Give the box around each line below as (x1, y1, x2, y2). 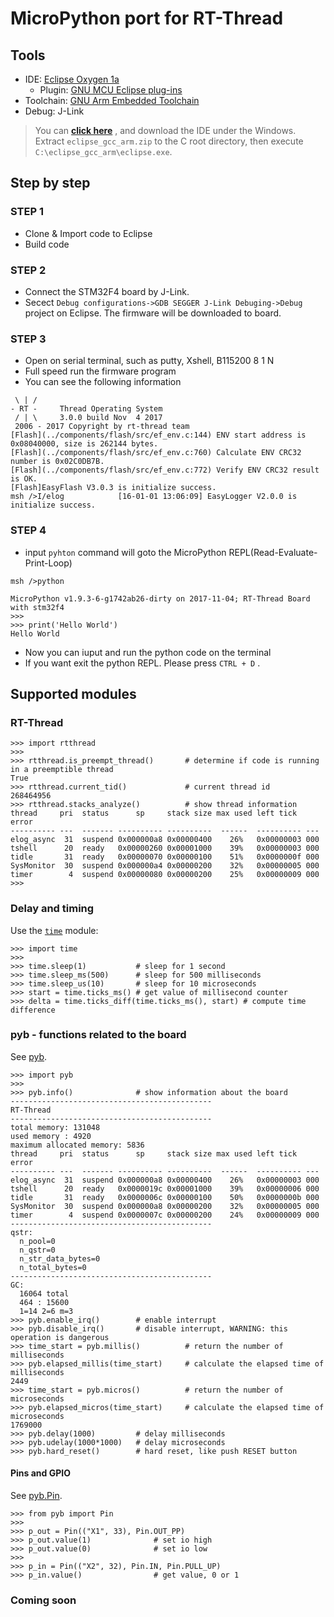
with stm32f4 (10, 602, 65, 612)
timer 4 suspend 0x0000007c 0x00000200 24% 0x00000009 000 (10, 1210, 320, 1220)
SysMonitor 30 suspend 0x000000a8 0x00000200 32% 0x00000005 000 (10, 1201, 320, 1211)
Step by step (10, 175, 91, 192)
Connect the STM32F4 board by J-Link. (24, 285, 190, 297)
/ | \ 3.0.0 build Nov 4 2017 (14, 413, 163, 423)
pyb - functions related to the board (10, 1028, 187, 1042)
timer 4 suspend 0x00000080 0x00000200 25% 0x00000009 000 (10, 870, 320, 880)
